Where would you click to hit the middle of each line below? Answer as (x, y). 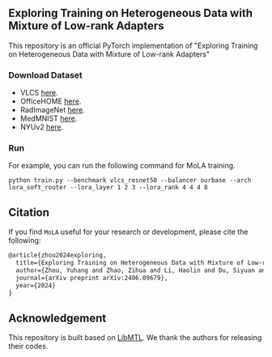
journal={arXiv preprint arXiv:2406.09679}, (92, 278)
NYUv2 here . (42, 127)
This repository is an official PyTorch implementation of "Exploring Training (133, 45)
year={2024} (36, 285)
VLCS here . (39, 93)
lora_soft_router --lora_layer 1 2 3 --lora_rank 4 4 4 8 (108, 188)
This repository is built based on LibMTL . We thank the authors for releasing (135, 338)
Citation (29, 212)
